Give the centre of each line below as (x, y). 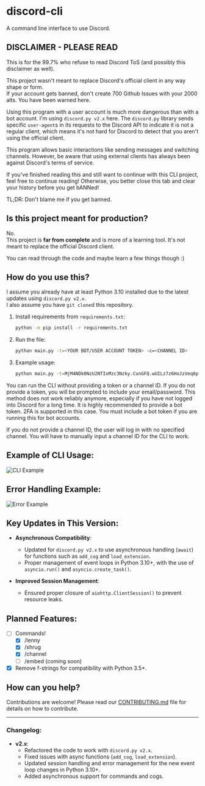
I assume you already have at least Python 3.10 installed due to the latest (98, 292)
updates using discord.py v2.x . (46, 298)
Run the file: (30, 340)
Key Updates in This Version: (63, 523)
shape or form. (25, 87)
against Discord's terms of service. (50, 163)
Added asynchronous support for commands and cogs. (94, 776)
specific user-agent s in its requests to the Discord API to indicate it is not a (100, 125)
